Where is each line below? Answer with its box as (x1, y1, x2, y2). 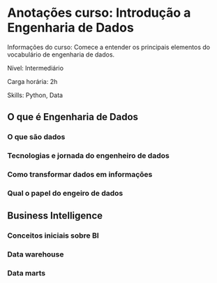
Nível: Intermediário (7, 64, 64, 72)
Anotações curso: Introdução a (7, 5, 191, 21)
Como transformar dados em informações (7, 170, 153, 180)
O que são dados (7, 132, 66, 142)
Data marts (7, 268, 46, 278)
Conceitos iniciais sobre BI (7, 231, 99, 240)
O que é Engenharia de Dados (7, 111, 138, 123)
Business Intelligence (7, 210, 103, 222)
